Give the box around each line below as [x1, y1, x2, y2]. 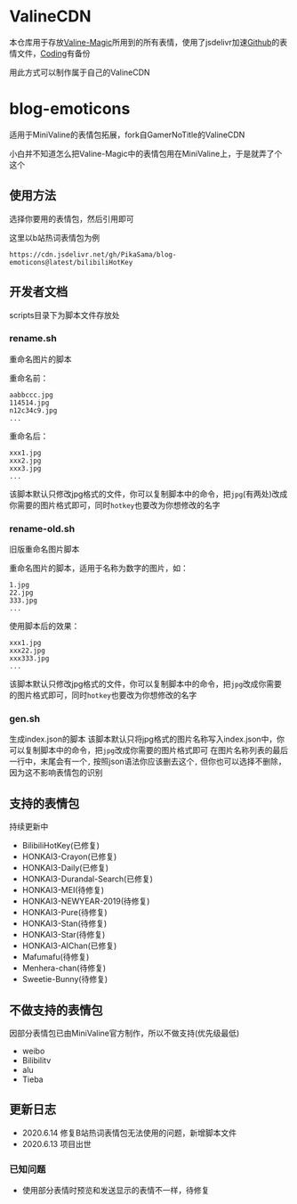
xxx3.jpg [9, 463, 42, 473]
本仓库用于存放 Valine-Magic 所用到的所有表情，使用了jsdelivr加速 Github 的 [9, 37, 280, 47]
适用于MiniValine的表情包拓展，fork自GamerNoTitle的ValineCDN [9, 129, 245, 140]
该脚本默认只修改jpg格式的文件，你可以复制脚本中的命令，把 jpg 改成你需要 [9, 679, 283, 690]
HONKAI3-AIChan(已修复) [21, 940, 117, 951]
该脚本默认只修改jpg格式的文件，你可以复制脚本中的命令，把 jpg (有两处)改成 [9, 488, 288, 499]
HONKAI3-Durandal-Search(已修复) [21, 873, 154, 884]
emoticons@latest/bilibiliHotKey [9, 258, 133, 266]
